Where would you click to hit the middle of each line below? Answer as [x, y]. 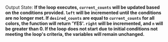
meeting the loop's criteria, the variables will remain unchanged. [75, 34]
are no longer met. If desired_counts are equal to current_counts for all [80, 18]
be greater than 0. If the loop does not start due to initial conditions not [81, 29]
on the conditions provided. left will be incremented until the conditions [83, 13]
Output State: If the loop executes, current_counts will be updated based [83, 7]
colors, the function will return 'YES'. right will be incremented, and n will [84, 23]
